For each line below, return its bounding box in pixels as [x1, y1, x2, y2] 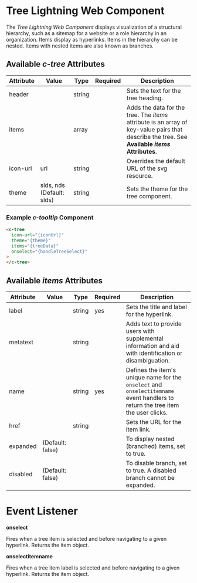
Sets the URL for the [125, 418, 182, 426]
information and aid [125, 341, 180, 350]
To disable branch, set [125, 459, 187, 467]
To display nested [125, 435, 175, 443]
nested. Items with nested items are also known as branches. [6, 42, 154, 49]
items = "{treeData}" [11, 243, 59, 249]
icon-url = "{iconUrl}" [11, 232, 64, 238]
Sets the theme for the [126, 185, 188, 193]
